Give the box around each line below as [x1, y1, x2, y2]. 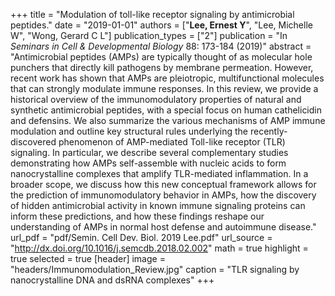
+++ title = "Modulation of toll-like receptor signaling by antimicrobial [10, 9, 295, 20]
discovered [10, 136, 57, 148]
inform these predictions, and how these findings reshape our [10, 210, 265, 222]
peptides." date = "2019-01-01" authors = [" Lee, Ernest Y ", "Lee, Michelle [10, 19, 313, 31]
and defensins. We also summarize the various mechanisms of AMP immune [10, 115, 326, 126]
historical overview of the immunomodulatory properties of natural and [10, 94, 302, 105]
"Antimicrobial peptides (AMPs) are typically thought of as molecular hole [10, 51, 313, 63]
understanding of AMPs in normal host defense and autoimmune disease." [10, 221, 317, 233]
